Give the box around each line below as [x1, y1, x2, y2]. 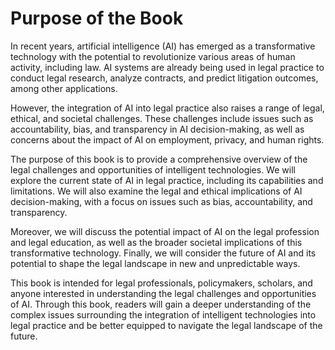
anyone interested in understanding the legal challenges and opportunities [10, 287, 317, 299]
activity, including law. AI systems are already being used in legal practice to [10, 61, 325, 73]
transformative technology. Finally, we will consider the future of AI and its [10, 247, 317, 259]
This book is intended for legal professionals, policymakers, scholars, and [10, 277, 313, 289]
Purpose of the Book [10, 7, 184, 30]
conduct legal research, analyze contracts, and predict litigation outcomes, [10, 72, 319, 84]
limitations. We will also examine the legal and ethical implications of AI [10, 185, 303, 197]
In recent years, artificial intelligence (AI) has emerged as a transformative [10, 40, 316, 52]
